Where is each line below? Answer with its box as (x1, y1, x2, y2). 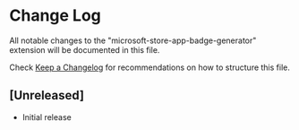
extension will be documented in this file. (9, 44, 160, 55)
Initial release (21, 111, 72, 122)
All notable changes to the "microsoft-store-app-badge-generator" (9, 35, 257, 46)
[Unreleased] (9, 88, 85, 103)
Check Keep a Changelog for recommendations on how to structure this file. (9, 62, 291, 73)
